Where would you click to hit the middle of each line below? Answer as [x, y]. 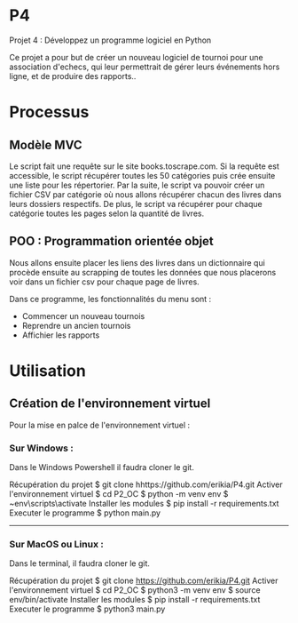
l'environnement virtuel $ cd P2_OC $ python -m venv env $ [119, 494]
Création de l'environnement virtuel [110, 404]
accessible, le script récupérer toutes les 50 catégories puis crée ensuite [142, 175]
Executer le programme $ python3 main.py [87, 609]
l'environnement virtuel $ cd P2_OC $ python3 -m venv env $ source [135, 590]
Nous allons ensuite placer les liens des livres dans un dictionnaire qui [137, 262]
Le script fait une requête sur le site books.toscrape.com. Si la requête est [144, 166]
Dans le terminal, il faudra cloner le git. [80, 563]
